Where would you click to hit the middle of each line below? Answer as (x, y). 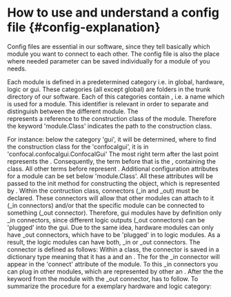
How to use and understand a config (113, 13)
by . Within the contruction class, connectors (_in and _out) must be (103, 191)
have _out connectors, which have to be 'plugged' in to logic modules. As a (114, 234)
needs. (17, 68)
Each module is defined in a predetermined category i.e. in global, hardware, (116, 82)
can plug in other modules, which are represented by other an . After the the (115, 271)
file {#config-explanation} (84, 27)
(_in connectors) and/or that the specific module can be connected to (106, 205)
